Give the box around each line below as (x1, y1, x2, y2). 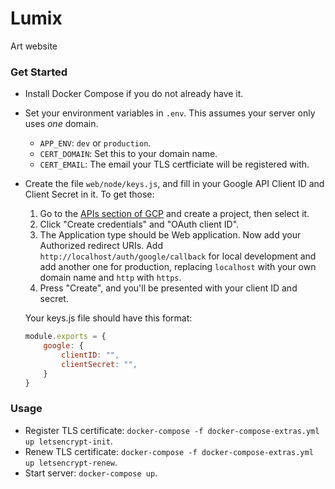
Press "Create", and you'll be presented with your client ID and (39, 282, 298, 294)
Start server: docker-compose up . (24, 467, 158, 479)
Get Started (10, 65, 68, 79)
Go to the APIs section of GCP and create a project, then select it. (39, 208, 310, 220)
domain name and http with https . (39, 272, 182, 284)
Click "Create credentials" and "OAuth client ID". (39, 218, 240, 231)
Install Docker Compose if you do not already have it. (24, 88, 244, 100)
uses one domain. (24, 118, 99, 130)
